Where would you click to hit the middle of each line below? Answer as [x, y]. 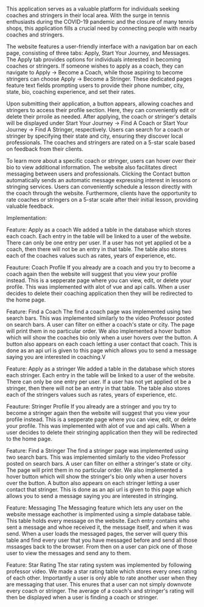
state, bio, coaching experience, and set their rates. [71, 92]
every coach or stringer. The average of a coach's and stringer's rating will [100, 591]
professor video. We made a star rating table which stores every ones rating [102, 571]
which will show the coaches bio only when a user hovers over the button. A [102, 337]
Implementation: [27, 218]
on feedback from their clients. [45, 149]
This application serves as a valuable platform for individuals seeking [93, 9]
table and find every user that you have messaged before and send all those [102, 540]
